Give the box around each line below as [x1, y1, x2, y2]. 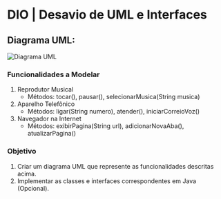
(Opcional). [17, 184, 50, 192]
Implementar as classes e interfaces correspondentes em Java [17, 176, 197, 185]
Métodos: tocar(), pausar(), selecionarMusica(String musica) [27, 93, 200, 101]
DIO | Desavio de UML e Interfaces [7, 7, 207, 23]
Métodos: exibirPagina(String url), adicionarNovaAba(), [27, 122, 184, 130]
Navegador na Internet [17, 114, 81, 123]
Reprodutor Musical [17, 85, 74, 94]
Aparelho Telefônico [17, 100, 75, 108]
